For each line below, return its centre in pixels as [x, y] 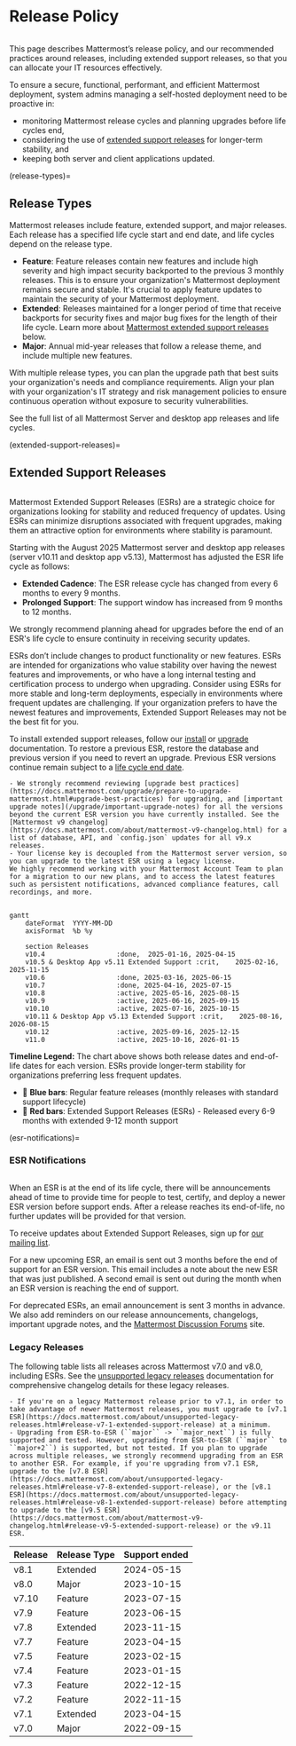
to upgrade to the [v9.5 [55, 1511]
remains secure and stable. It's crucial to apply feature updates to [142, 289]
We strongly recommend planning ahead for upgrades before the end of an [146, 628]
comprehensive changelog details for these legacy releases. [119, 1386]
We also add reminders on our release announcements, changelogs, [134, 1315]
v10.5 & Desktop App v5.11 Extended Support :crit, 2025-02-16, [152, 962]
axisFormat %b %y [59, 931]
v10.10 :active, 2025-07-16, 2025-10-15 [132, 1008]
